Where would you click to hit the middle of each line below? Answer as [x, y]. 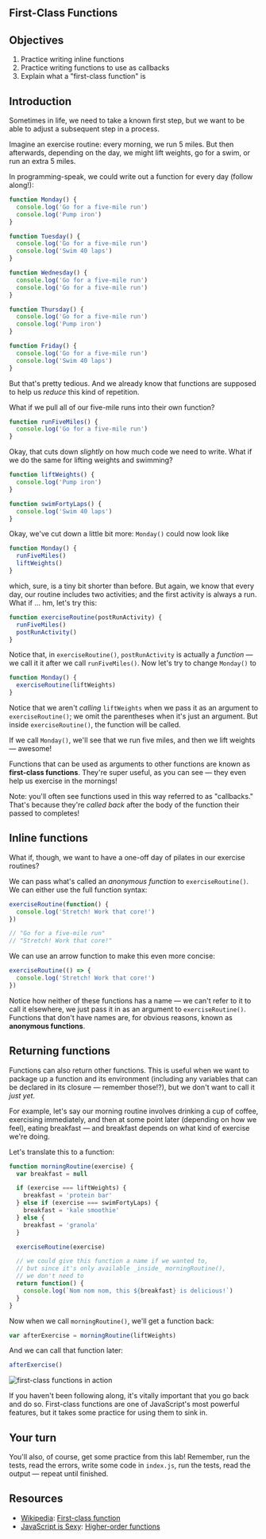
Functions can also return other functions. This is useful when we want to [129, 1070]
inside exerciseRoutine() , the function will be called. [95, 725]
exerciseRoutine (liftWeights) [66, 685]
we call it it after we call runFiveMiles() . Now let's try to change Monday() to [133, 663]
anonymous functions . [47, 1026]
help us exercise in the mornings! [63, 781]
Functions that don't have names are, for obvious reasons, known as [121, 1017]
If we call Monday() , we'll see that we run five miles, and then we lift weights [132, 740]
